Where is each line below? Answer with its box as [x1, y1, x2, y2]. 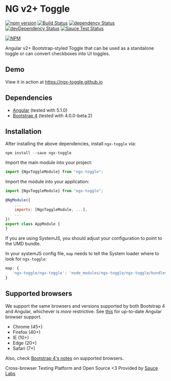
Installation [5, 127, 42, 135]
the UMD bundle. [5, 240, 41, 247]
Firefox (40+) [12, 329, 41, 335]
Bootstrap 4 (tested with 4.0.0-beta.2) [12, 113, 93, 119]
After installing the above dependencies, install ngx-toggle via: [5, 141, 136, 147]
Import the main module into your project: [5, 159, 93, 166]
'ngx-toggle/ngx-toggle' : [12, 270, 67, 276]
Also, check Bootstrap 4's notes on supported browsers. [5, 355, 124, 361]
